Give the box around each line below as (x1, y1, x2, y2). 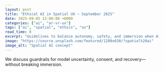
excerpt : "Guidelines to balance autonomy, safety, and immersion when (5, 34, 154, 39)
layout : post (5, 7, 32, 12)
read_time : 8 (5, 29, 32, 34)
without (5, 61, 20, 67)
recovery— (123, 56, 146, 62)
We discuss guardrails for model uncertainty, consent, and (5, 56, 123, 62)
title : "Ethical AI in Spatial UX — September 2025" (5, 12, 115, 16)
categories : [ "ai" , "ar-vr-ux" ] (5, 20, 71, 26)
